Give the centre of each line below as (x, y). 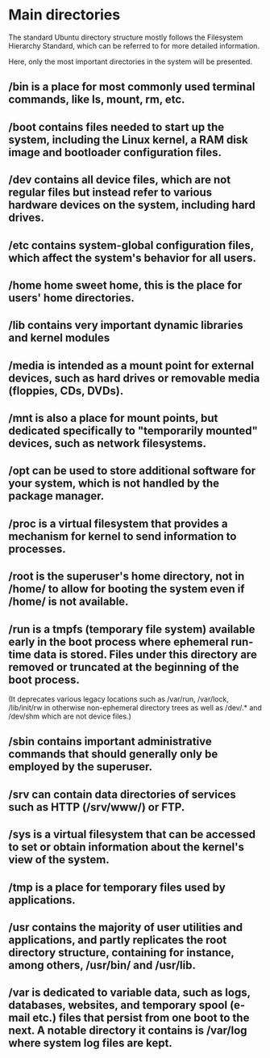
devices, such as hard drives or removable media (134, 378)
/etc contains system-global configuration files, (131, 245)
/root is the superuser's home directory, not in (127, 577)
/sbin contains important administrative (110, 742)
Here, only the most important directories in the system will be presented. (130, 61)
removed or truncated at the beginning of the (124, 667)
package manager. (56, 496)
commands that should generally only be (113, 755)
